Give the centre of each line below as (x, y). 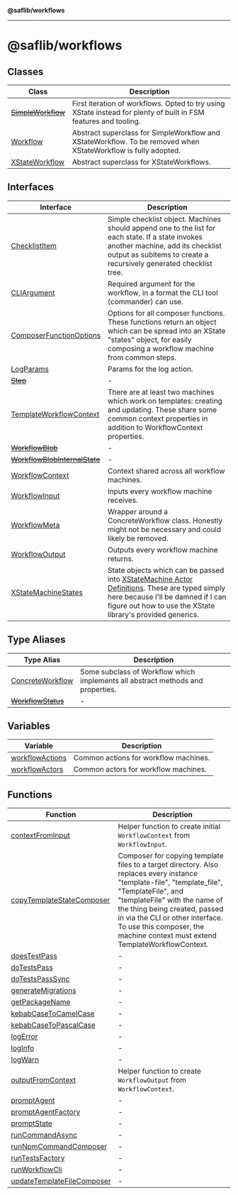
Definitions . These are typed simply (166, 588)
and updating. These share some (162, 409)
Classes (25, 71)
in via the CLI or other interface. (170, 918)
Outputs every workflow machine (163, 550)
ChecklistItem (34, 245)
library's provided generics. (153, 614)
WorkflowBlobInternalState (56, 459)
